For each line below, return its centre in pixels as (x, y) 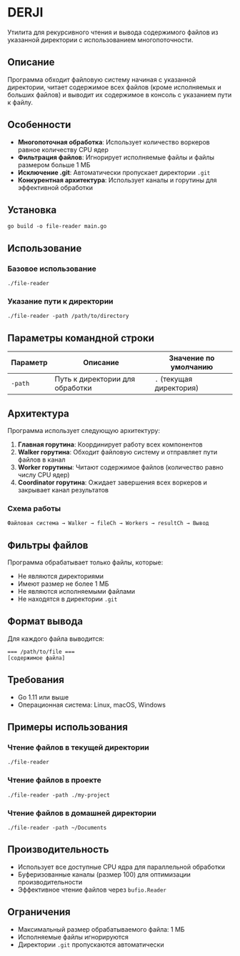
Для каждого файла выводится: (56, 638)
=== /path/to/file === (41, 652)
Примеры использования (68, 727)
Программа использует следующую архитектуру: (84, 430)
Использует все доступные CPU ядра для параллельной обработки (121, 867)
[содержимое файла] (36, 658)
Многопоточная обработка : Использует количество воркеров (114, 142)
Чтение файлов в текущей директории (79, 747)
